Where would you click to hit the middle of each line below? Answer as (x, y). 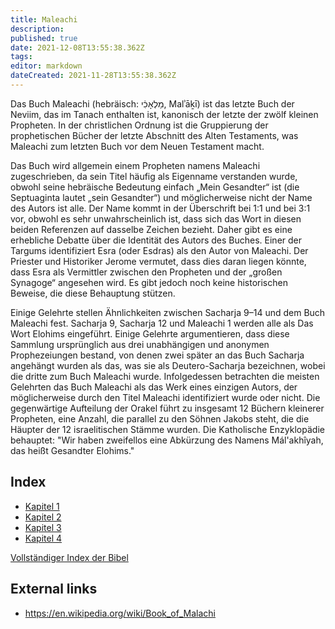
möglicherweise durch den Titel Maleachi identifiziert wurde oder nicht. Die (165, 397)
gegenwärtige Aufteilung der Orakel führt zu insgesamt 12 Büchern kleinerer (167, 408)
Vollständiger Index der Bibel (69, 557)
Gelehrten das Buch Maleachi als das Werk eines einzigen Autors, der (154, 387)
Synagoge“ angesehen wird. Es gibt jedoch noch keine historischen (149, 282)
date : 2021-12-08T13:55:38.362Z (77, 47)
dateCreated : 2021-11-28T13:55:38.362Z (93, 76)
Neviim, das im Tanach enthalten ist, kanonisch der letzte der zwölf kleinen (164, 114)
